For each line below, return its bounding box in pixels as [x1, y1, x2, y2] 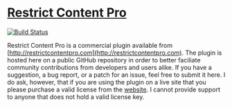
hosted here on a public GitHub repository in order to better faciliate [7, 55, 201, 64]
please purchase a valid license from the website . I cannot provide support [7, 85, 220, 93]
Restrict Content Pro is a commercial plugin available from [7, 41, 173, 49]
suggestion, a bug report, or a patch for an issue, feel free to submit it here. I [7, 71, 226, 79]
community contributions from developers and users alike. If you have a [7, 63, 213, 71]
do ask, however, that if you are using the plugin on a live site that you [7, 78, 206, 86]
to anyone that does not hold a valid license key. [7, 92, 145, 101]
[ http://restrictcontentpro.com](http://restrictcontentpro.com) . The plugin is [7, 48, 222, 57]
